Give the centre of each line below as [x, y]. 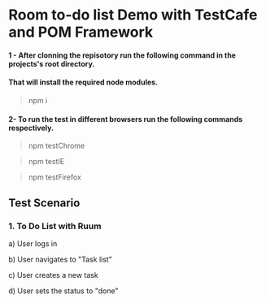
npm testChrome [57, 146]
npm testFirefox [55, 177]
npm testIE [46, 162]
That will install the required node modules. [83, 82]
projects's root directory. [52, 63]
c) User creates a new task [54, 275]
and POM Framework [81, 32]
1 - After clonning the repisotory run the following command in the [122, 55]
